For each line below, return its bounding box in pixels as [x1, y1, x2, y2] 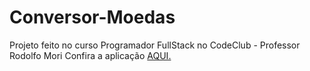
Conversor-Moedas [9, 6, 176, 29]
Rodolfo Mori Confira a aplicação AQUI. [9, 49, 172, 61]
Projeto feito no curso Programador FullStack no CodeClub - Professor [9, 39, 301, 51]
